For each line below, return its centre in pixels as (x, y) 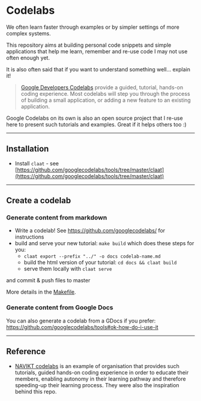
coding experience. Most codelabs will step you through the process (105, 94)
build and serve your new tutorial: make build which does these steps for (104, 243)
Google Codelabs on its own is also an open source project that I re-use (95, 118)
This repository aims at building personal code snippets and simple (89, 45)
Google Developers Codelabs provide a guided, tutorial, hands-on (102, 87)
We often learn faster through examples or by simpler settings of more (93, 27)
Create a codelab (39, 200)
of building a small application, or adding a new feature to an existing (106, 100)
